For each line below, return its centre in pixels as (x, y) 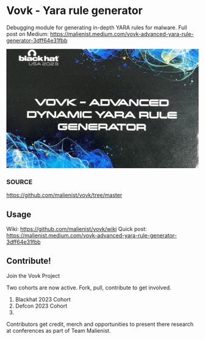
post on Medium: (27, 34)
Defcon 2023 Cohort (41, 306)
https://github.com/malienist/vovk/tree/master (64, 195)
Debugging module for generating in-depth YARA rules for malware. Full (97, 27)
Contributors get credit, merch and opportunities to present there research (100, 324)
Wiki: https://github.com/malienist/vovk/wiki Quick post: (77, 229)
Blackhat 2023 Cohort (43, 299)
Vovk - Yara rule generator (75, 11)
